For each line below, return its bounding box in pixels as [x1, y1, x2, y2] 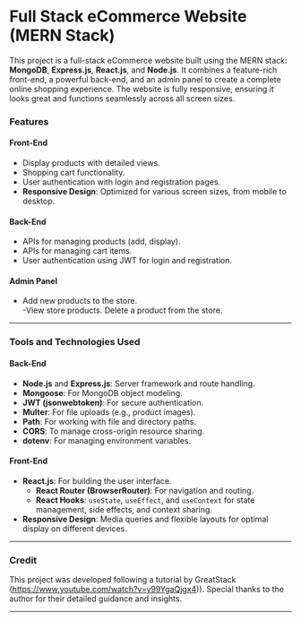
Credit [9, 554, 38, 566]
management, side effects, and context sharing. [35, 504, 213, 514]
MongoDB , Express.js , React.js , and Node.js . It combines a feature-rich [9, 65, 278, 75]
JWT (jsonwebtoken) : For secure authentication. [21, 397, 204, 408]
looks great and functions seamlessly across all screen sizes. [9, 92, 236, 104]
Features [9, 115, 49, 127]
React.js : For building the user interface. [21, 475, 172, 486]
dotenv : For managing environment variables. [21, 435, 192, 445]
